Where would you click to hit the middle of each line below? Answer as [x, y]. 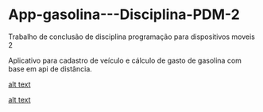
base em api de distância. [50, 68]
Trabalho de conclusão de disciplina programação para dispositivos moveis [132, 37]
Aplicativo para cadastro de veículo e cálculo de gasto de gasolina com [125, 60]
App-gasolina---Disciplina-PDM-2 [124, 15]
